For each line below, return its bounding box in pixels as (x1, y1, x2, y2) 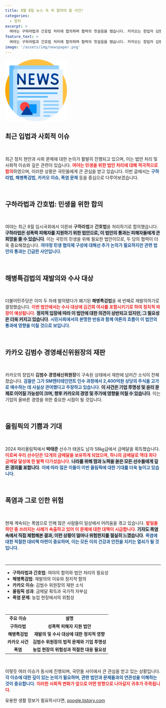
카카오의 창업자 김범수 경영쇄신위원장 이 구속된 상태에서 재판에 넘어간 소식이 (5, 372, 150, 378)
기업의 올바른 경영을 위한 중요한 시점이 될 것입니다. (5, 397, 103, 402)
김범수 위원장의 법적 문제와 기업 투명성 (33, 639, 106, 645)
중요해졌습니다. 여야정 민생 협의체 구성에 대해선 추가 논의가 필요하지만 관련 (10, 242, 153, 248)
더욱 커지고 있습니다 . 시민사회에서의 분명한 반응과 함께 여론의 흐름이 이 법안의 (10, 317, 157, 322)
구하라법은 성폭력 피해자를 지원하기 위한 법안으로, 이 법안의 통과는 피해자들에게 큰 (5, 230, 161, 236)
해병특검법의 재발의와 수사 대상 (5, 274, 94, 282)
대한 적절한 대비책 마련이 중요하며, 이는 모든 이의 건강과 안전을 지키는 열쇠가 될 (5, 538, 154, 544)
